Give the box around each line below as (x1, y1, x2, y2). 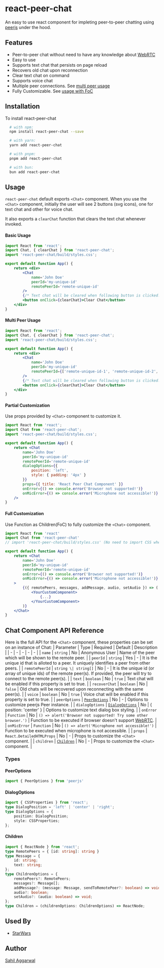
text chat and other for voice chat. (5, 206, 74, 212)
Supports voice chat (12, 77, 53, 83)
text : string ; (14, 863, 42, 868)
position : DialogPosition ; (14, 814, 69, 819)
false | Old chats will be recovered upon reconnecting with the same (5, 686, 143, 692)
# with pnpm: (9, 151, 36, 157)
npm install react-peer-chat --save (9, 129, 84, 134)
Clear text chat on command (12, 72, 70, 78)
